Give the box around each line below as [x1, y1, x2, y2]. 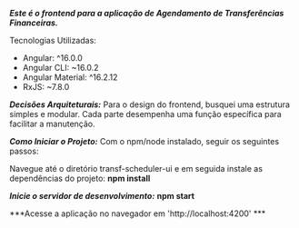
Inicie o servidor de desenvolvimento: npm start [9, 191, 195, 201]
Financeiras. [9, 17, 59, 28]
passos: [9, 145, 39, 156]
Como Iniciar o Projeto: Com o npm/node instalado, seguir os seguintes [9, 136, 280, 146]
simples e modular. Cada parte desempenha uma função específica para [9, 109, 282, 119]
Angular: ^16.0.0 [22, 53, 84, 63]
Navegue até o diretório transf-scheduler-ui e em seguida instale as [9, 164, 264, 173]
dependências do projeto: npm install [9, 173, 151, 183]
